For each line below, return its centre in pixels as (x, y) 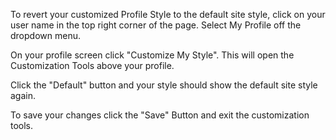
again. (23, 95)
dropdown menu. (45, 35)
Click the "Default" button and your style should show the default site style (164, 85)
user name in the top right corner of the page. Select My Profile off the (156, 25)
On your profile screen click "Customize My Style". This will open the (152, 55)
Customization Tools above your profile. (92, 65)
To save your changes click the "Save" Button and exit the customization (160, 115)
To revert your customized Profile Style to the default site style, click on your (168, 14)
